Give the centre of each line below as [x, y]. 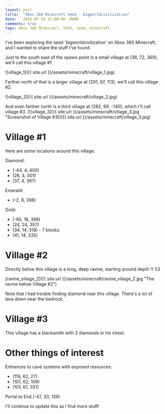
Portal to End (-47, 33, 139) [33, 397]
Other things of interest [54, 353]
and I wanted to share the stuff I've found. [48, 48]
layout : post [19, 10]
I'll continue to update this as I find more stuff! [52, 406]
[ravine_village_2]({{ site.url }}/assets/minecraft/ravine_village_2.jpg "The [80, 279]
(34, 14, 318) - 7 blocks [36, 230]
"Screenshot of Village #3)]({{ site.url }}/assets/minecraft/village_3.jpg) [78, 117]
